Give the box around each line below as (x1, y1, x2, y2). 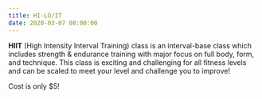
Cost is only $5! (8, 81, 60, 91)
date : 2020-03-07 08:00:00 (8, 19, 98, 27)
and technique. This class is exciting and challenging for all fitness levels (8, 57, 247, 67)
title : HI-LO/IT (8, 11, 62, 20)
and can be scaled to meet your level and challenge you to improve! (8, 66, 231, 75)
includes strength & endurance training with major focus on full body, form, (8, 49, 255, 59)
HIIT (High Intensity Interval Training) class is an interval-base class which (8, 40, 252, 50)
